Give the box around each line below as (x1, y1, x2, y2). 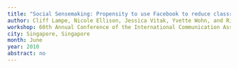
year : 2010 (7, 43, 40, 50)
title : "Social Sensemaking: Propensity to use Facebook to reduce (7, 10, 211, 18)
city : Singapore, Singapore (7, 30, 91, 38)
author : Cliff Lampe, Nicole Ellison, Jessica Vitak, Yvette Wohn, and (7, 17, 223, 24)
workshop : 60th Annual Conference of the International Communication (7, 23, 220, 30)
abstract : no (7, 50, 46, 57)
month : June (7, 37, 42, 44)
